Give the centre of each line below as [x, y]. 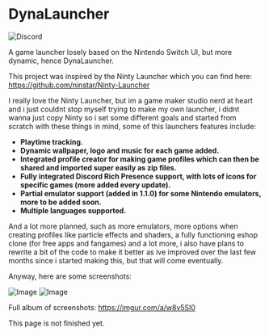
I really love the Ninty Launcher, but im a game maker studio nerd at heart [130, 100]
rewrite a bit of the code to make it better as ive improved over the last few [132, 252]
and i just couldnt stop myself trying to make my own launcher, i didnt [124, 109]
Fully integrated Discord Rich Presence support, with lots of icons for [138, 176]
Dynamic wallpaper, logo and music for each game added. [120, 150]
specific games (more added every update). [95, 185]
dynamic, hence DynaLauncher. [61, 61]
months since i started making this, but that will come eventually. [116, 260]
